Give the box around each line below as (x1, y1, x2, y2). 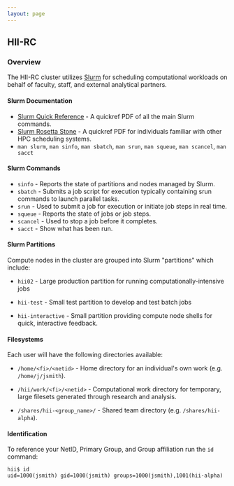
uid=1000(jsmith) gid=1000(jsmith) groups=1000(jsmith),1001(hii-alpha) (7, 472, 224, 480)
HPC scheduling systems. (17, 134, 92, 143)
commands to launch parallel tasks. (17, 194, 120, 203)
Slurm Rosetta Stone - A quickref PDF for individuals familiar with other (17, 127, 222, 135)
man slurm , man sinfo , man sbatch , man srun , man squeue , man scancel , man (17, 141, 227, 151)
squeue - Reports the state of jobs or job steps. (17, 209, 152, 218)
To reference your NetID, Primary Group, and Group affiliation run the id (7, 445, 214, 454)
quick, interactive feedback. (17, 319, 98, 327)
